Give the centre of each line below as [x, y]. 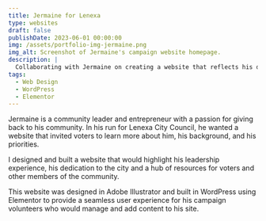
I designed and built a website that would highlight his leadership [114, 160]
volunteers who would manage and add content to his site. [104, 209]
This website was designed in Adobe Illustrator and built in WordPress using [132, 192]
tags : [17, 74]
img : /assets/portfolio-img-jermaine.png [78, 45]
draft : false [30, 30]
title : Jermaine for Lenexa [55, 15]
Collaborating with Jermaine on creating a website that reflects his [134, 67]
